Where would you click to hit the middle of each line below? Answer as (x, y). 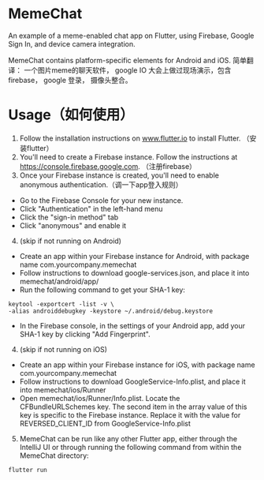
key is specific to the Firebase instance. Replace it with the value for (130, 414)
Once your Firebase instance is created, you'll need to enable (119, 175)
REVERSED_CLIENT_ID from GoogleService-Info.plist (105, 423)
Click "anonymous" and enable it (73, 225)
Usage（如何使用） (71, 115)
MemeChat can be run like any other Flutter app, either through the (128, 438)
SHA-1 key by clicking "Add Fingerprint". (85, 334)
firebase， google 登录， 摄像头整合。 (70, 80)
